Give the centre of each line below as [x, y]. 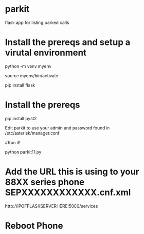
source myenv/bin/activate [32, 75]
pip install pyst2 [21, 118]
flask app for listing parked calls [37, 22]
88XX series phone [45, 182]
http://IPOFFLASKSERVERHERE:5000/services [52, 206]
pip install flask [20, 85]
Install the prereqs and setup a [68, 42]
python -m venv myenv [28, 66]
